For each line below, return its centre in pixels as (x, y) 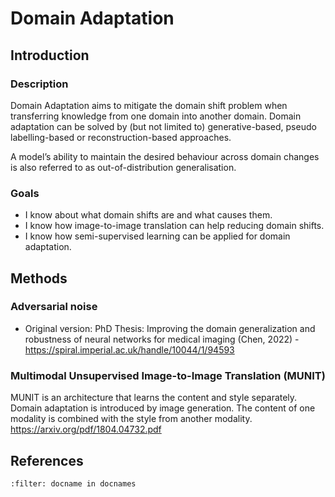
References (47, 460)
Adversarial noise (54, 307)
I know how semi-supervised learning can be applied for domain (157, 236)
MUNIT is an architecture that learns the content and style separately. (154, 398)
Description (39, 84)
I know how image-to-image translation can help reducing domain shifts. (174, 226)
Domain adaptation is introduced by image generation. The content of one (163, 408)
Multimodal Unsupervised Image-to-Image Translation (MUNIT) (168, 375)
